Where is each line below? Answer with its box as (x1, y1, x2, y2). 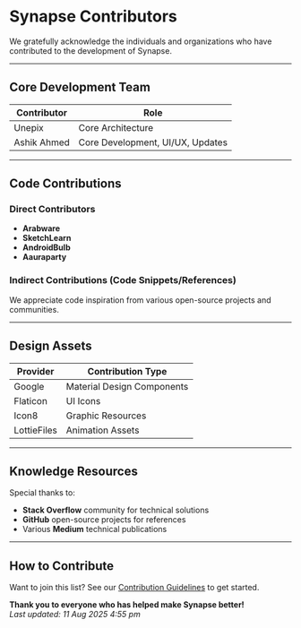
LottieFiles (13, 424, 58, 436)
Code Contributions (9, 176, 123, 192)
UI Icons (65, 394, 101, 407)
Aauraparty (21, 252, 67, 262)
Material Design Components (65, 380, 189, 392)
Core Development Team (9, 80, 150, 95)
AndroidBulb (21, 242, 71, 253)
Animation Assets (65, 424, 140, 436)
